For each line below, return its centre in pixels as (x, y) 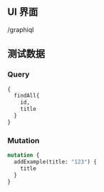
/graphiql (21, 29)
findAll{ (27, 96)
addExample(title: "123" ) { (56, 161)
